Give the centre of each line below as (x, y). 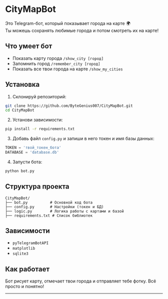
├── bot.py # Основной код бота (49, 202)
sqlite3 (20, 254)
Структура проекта (37, 186)
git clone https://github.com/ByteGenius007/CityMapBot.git (69, 106)
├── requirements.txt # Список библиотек (49, 216)
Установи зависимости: (38, 120)
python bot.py (20, 171)
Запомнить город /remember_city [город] (56, 63)
